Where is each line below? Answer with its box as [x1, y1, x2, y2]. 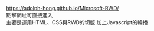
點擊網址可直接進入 [6, 11, 53, 18]
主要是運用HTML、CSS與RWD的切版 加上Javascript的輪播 [6, 19, 148, 25]
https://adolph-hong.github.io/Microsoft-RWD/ [6, 5, 119, 11]
